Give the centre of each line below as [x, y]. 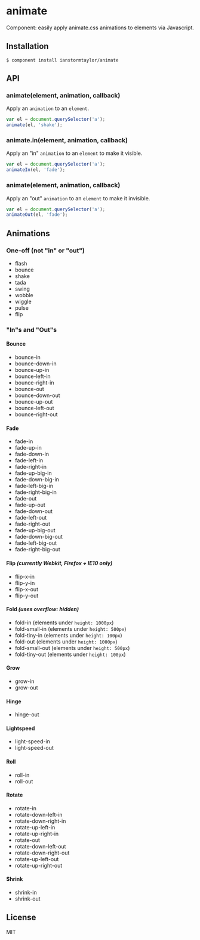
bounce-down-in [36, 364]
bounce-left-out [35, 408]
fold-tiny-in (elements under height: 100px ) [68, 635]
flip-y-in [25, 583]
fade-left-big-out [36, 543]
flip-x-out [27, 589]
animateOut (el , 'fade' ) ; [37, 215]
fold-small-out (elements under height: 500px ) [72, 648]
